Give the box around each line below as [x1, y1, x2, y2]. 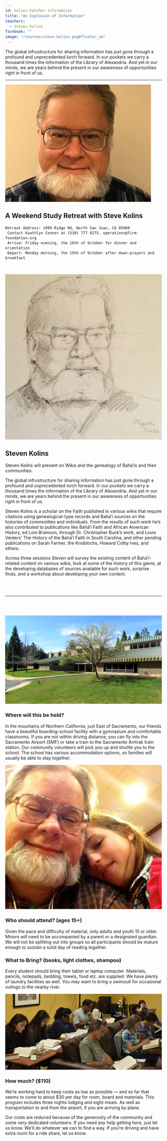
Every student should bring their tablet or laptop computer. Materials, [5, 968, 147, 974]
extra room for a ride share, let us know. [5, 1131, 87, 1137]
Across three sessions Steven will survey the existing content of [5, 555, 136, 561]
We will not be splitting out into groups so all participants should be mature [5, 939, 158, 945]
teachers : [5, 18, 26, 23]
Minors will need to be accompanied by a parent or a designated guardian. [5, 933, 158, 939]
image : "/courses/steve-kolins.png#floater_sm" [5, 34, 106, 39]
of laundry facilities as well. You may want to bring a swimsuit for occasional [5, 978, 162, 984]
